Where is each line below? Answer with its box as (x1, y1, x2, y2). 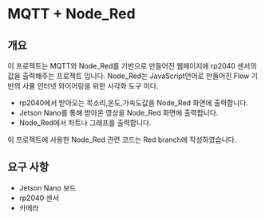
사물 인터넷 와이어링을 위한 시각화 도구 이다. (22, 81, 159, 90)
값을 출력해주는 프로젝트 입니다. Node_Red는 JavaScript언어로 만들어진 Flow (7, 71, 250, 81)
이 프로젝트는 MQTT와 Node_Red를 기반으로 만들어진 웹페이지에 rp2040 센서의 (7, 61, 257, 70)
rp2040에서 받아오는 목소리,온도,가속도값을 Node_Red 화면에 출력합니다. (18, 98, 249, 108)
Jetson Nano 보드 (18, 183, 77, 192)
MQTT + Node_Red (7, 5, 136, 23)
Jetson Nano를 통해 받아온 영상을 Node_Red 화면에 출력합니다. (18, 108, 219, 117)
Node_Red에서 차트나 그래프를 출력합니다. (18, 118, 152, 128)
